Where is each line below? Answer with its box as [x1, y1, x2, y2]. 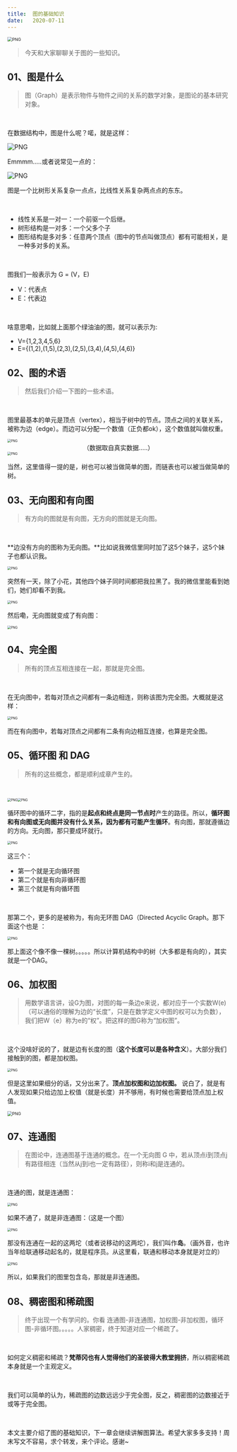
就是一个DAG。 [7, 956, 51, 964]
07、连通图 [7, 1130, 56, 1143]
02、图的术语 [7, 367, 66, 379]
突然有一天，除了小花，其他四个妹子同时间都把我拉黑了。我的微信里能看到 [7, 577, 224, 585]
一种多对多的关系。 [17, 241, 74, 250]
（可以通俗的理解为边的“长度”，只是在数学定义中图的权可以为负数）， [24, 1008, 226, 1016]
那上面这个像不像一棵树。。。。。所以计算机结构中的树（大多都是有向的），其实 [7, 947, 227, 955]
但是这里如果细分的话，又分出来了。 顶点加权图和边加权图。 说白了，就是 [7, 1079, 219, 1088]
